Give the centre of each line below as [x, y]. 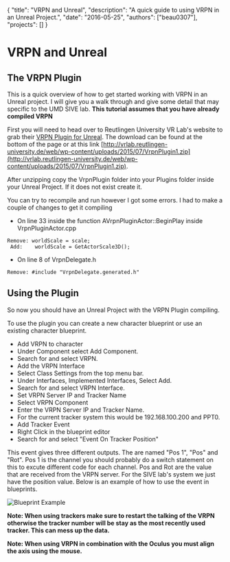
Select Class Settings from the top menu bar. [80, 373]
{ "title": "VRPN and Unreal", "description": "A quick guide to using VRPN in [113, 10]
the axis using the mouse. [45, 551]
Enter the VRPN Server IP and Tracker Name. [81, 410]
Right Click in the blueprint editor [64, 431]
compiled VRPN [30, 116]
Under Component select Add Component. [78, 351]
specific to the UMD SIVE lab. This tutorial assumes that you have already [113, 109]
